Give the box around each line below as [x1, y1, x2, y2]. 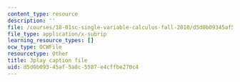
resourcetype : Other [7, 51, 69, 58]
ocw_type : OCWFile [7, 43, 62, 51]
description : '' [7, 17, 56, 24]
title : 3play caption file [7, 57, 88, 64]
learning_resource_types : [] [7, 37, 94, 44]
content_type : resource [7, 10, 79, 18]
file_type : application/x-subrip [7, 30, 107, 38]
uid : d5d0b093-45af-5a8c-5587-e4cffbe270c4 [7, 63, 139, 71]
